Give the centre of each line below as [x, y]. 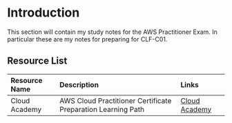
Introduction [43, 13]
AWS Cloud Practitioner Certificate [116, 100]
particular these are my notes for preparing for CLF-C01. [87, 39]
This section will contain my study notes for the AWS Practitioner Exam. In [112, 32]
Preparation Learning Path [102, 109]
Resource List [37, 61]
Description [79, 84]
